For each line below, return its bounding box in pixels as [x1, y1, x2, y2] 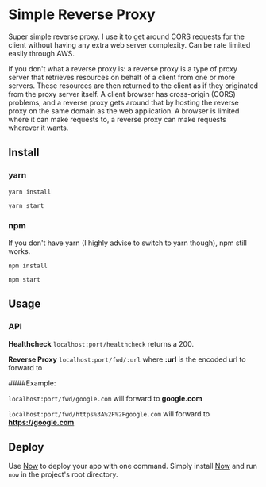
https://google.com [8, 417, 75, 427]
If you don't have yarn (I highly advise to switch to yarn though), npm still [8, 238, 248, 247]
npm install [8, 262, 48, 270]
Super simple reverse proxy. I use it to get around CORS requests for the [8, 32, 245, 41]
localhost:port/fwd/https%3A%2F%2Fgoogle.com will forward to [8, 408, 210, 418]
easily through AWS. [8, 48, 75, 58]
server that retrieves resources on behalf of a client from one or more [8, 72, 236, 82]
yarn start [8, 201, 44, 209]
